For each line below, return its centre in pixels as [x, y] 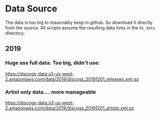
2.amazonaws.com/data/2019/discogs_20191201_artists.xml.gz [70, 108]
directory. [15, 33]
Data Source [31, 9]
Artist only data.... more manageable [51, 92]
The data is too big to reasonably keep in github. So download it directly [79, 22]
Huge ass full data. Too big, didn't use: [53, 63]
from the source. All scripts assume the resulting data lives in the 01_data [80, 27]
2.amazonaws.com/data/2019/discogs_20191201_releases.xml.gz [72, 79]
